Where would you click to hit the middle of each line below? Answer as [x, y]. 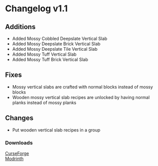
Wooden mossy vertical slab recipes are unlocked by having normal [81, 97]
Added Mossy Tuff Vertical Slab [44, 54]
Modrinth [14, 159]
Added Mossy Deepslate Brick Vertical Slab [56, 44]
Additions [20, 27]
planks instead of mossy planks [44, 102]
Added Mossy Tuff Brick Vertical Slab [50, 59]
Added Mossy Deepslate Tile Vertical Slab [55, 49]
